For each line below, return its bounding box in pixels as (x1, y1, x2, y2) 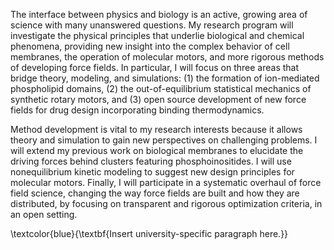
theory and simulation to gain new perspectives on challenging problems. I (10, 134, 318, 146)
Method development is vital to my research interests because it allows (10, 124, 303, 135)
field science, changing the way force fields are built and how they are (10, 187, 300, 199)
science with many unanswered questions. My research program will (10, 19, 294, 31)
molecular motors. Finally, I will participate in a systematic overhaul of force (10, 177, 322, 188)
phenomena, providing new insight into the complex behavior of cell (10, 40, 290, 52)
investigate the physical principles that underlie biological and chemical (10, 30, 305, 41)
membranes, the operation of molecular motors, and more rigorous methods (10, 51, 325, 63)
